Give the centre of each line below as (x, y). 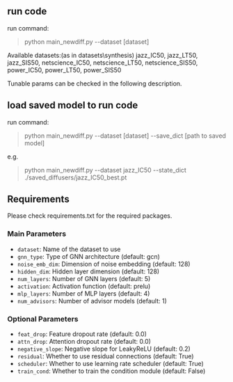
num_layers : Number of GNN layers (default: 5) (84, 278)
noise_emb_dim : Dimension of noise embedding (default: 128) (104, 264)
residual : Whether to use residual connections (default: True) (105, 356)
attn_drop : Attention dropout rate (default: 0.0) (84, 342)
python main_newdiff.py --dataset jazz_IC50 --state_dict (105, 170)
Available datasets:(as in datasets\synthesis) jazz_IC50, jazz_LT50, (103, 55)
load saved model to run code (73, 105)
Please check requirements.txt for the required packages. (90, 216)
